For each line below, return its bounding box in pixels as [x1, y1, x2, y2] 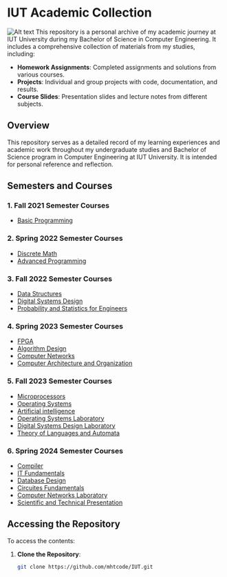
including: [7, 50, 36, 58]
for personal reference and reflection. [7, 160, 113, 168]
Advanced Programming [17, 257, 87, 265]
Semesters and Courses [7, 180, 113, 192]
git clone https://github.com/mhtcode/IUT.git [17, 563, 153, 570]
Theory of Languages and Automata [17, 429, 120, 437]
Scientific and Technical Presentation [17, 498, 123, 507]
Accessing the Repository [7, 518, 120, 530]
